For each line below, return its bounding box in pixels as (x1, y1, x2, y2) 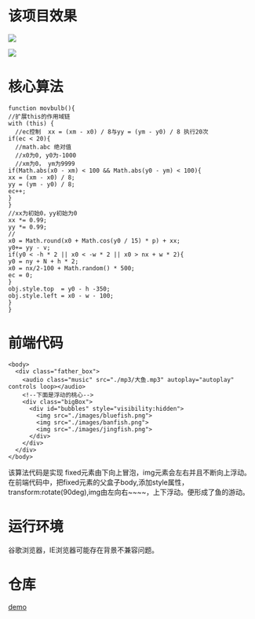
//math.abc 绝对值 (15, 143, 72, 151)
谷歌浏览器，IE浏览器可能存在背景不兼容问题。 (8, 545, 159, 555)
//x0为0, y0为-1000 (15, 151, 77, 159)
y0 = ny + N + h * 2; (8, 257, 79, 266)
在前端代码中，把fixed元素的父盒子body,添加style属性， (8, 477, 189, 487)
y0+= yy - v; (8, 244, 51, 251)
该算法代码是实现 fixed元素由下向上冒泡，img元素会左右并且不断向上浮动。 (8, 467, 251, 477)
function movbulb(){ (8, 104, 76, 112)
